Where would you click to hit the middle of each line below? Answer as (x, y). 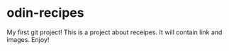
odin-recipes (45, 13)
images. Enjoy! (28, 39)
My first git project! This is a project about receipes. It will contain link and (114, 32)
